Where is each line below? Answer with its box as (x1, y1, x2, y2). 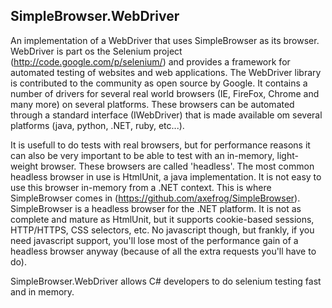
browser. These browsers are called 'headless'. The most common (40, 160, 315, 172)
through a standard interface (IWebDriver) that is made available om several (10, 109, 323, 121)
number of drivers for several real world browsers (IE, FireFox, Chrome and (10, 87, 320, 99)
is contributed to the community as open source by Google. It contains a (10, 77, 308, 89)
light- (276, 149, 299, 161)
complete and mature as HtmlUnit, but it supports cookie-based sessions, (10, 213, 315, 225)
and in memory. (10, 285, 75, 298)
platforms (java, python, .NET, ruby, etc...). (10, 119, 185, 131)
